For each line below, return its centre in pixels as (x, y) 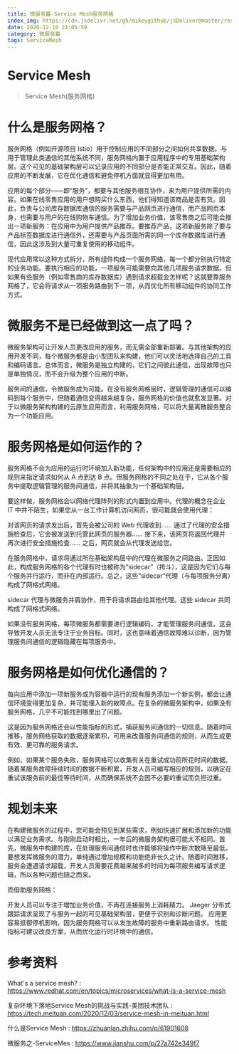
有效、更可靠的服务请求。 (45, 744)
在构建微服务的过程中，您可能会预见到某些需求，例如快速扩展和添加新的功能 (119, 830)
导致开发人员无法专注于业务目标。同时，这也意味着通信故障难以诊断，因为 (116, 632)
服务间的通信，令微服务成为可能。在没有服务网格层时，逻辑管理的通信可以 (116, 389)
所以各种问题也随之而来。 (57, 874)
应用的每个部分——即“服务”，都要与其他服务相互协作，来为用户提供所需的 (116, 190)
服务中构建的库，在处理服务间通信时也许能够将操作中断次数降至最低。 (129, 848)
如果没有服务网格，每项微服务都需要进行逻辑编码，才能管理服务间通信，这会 (119, 623)
